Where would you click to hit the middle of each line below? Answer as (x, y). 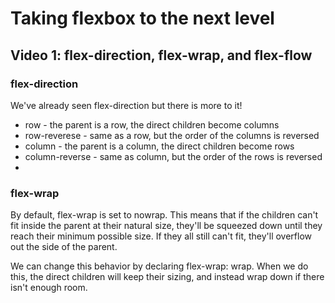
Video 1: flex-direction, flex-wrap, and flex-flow (161, 55)
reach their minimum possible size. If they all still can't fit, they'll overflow (161, 236)
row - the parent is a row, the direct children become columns (152, 124)
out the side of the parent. (64, 247)
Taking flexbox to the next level (142, 18)
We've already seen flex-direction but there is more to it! (126, 105)
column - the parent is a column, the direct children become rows (159, 146)
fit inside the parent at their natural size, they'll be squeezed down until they (166, 226)
